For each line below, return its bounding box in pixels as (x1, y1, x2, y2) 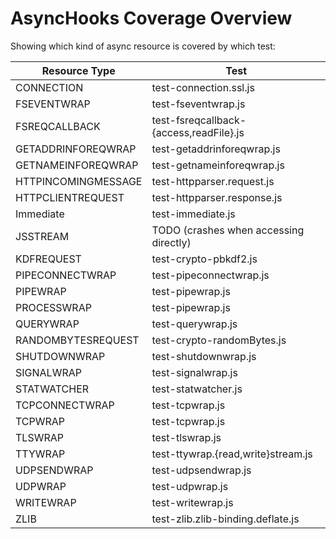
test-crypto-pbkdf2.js (151, 252, 258, 266)
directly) (151, 235, 192, 249)
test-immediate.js (151, 207, 236, 221)
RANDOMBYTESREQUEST (15, 333, 140, 347)
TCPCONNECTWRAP (15, 398, 115, 412)
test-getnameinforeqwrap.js (151, 158, 285, 172)
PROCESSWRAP (15, 300, 92, 314)
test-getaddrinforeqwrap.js (151, 142, 281, 156)
